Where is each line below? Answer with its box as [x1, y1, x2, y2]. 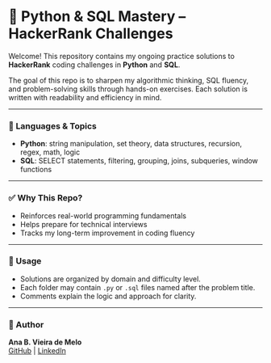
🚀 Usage [8, 255, 42, 267]
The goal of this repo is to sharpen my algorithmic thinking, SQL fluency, [8, 75, 248, 85]
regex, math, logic [19, 147, 81, 157]
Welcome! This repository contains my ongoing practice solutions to [8, 51, 236, 61]
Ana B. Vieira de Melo [8, 337, 82, 347]
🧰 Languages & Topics [8, 120, 97, 132]
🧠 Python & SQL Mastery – [8, 7, 186, 26]
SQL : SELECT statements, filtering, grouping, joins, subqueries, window [19, 156, 258, 166]
